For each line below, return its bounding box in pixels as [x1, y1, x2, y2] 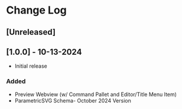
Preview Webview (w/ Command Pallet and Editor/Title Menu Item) [14, 91, 177, 98]
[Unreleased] [6, 27, 56, 37]
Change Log [6, 4, 67, 17]
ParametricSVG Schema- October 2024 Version [14, 97, 131, 104]
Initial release [14, 62, 47, 70]
